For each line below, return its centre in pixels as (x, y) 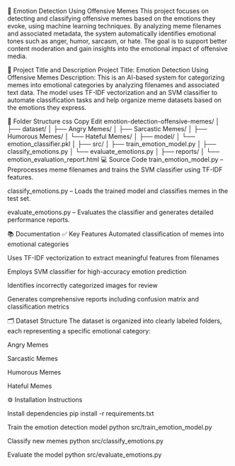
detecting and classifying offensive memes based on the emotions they (111, 18)
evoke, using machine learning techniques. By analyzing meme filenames (114, 26)
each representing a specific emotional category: (79, 331)
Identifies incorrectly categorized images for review (82, 285)
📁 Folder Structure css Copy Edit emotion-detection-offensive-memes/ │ (114, 121)
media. (17, 56)
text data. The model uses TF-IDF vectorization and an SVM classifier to (113, 93)
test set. (19, 198)
